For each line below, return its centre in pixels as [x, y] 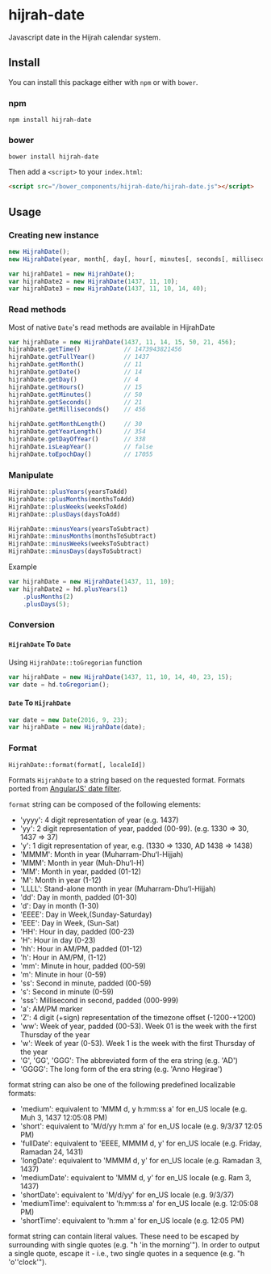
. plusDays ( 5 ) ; [46, 604]
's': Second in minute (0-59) [67, 991]
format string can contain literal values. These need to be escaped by [124, 1236]
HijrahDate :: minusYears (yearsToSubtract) [79, 529]
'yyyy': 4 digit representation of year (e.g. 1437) [99, 820]
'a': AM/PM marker [51, 1009]
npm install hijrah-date [50, 120]
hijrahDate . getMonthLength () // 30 [75, 424]
